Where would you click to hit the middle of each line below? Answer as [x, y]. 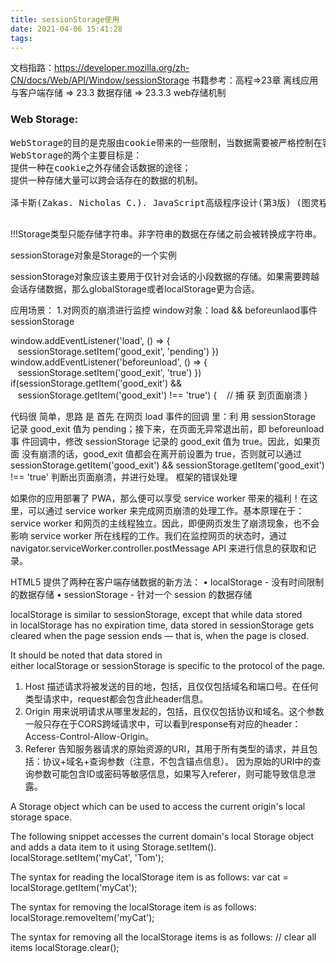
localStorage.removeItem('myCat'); [82, 917]
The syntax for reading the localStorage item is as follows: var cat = [149, 877]
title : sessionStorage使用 [65, 19]
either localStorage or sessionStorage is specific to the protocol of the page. [168, 665]
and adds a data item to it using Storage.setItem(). [113, 847]
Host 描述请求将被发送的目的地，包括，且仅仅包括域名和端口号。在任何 [171, 686]
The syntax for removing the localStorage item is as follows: [133, 907]
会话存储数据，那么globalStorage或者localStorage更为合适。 [135, 288]
